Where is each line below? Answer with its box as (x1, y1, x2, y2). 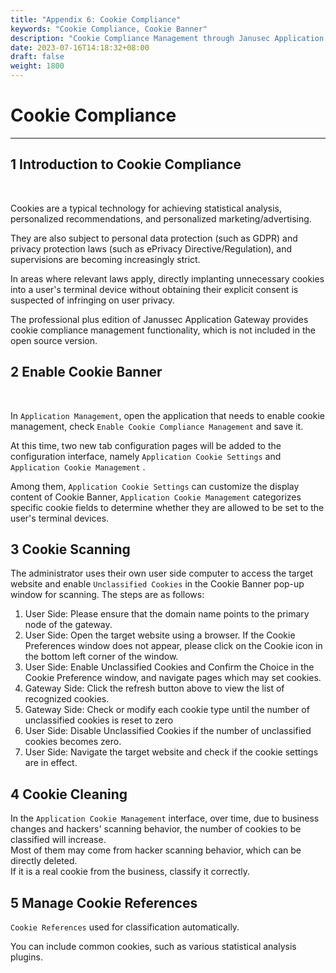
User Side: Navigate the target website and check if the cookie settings (24, 746, 319, 758)
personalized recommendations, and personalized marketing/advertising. (10, 212, 312, 225)
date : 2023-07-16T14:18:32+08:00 (10, 42, 150, 53)
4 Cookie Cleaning (10, 786, 128, 803)
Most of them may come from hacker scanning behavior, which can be (10, 844, 302, 856)
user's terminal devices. (10, 512, 110, 524)
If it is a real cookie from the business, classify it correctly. (10, 866, 251, 878)
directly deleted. (10, 855, 78, 867)
